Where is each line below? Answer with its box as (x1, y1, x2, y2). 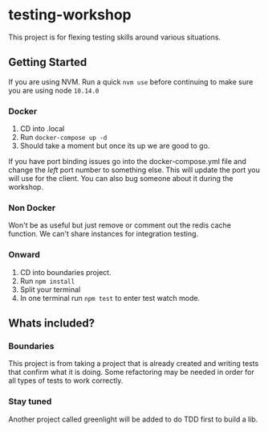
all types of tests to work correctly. (8, 376, 124, 385)
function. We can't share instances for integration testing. (8, 229, 199, 239)
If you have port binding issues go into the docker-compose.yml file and (8, 157, 247, 167)
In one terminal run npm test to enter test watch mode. (19, 293, 201, 302)
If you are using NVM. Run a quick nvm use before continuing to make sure (8, 76, 254, 86)
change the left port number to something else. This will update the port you (8, 165, 261, 175)
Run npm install (19, 276, 75, 286)
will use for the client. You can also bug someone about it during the (8, 174, 233, 183)
